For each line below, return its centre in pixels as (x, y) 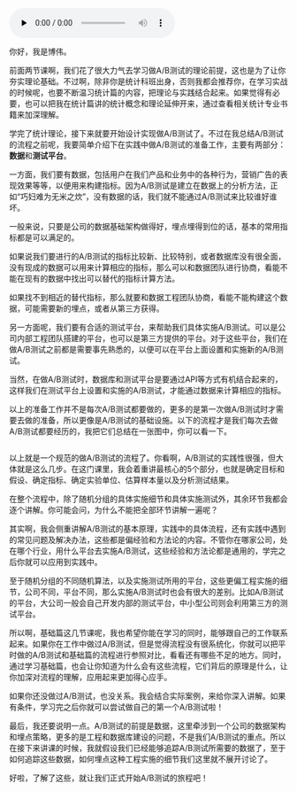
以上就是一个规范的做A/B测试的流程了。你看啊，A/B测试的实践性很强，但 (143, 458)
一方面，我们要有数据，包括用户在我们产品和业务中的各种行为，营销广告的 (145, 174)
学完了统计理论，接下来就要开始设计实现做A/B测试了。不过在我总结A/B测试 (147, 133)
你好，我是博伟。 (40, 51)
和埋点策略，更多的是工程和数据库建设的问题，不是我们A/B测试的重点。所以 (148, 737)
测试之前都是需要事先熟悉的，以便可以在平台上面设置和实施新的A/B (153, 349)
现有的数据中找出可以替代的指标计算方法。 (102, 279)
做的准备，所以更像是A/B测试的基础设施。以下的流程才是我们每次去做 (151, 420)
